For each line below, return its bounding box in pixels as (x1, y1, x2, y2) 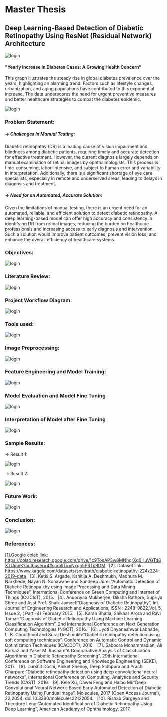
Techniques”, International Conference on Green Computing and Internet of (5, 589, 160, 595)
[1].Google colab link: (5, 552, 48, 558)
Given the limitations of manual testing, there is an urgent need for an (5, 205, 148, 211)
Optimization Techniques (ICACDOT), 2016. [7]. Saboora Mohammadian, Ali (5, 642, 162, 648)
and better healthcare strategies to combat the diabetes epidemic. (5, 96, 141, 102)
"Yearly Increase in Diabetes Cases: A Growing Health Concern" (5, 64, 142, 70)
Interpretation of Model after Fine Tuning (5, 416, 106, 423)
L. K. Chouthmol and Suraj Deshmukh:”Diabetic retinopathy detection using (5, 631, 160, 637)
